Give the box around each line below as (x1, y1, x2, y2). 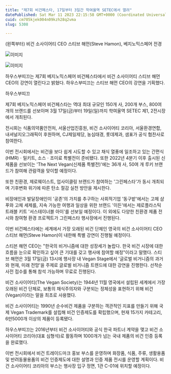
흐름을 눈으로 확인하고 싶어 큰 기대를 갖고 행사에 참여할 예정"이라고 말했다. (5, 250, 153, 256)
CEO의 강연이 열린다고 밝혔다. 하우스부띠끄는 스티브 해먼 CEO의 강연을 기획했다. (5, 80, 165, 86)
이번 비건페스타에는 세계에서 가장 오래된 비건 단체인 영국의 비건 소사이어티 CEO (5, 226, 163, 232)
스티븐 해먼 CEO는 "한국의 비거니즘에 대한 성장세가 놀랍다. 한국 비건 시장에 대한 (5, 243, 163, 249)
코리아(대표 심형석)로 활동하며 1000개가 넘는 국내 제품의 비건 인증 (22, 333, 154, 339)
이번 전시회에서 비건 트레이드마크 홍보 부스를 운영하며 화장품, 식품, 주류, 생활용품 (5, 350, 165, 356)
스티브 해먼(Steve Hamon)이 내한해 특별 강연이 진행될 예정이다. (5, 232, 132, 238)
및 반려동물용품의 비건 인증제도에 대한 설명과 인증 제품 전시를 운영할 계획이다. (5, 357, 159, 363)
